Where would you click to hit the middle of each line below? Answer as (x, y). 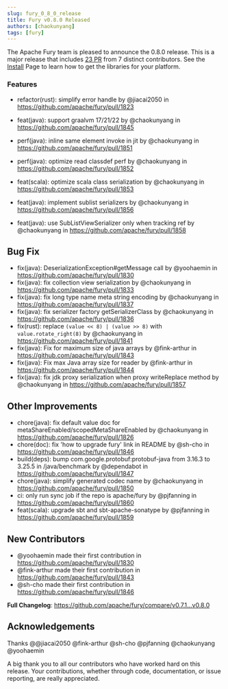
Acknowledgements (51, 627)
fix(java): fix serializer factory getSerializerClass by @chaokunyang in (115, 312)
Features (22, 84)
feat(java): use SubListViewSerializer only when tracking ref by (106, 223)
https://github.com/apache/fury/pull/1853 (75, 189)
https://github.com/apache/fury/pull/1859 (75, 518)
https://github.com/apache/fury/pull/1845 (76, 127)
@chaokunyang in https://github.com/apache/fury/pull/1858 (101, 230)
